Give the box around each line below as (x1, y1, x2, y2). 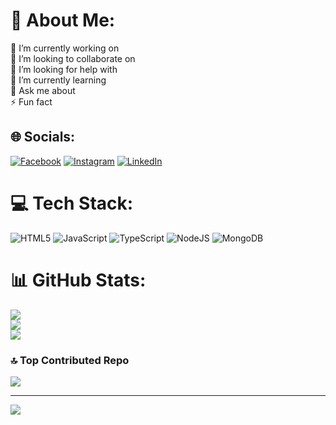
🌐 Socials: (10, 129, 76, 146)
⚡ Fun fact (10, 95, 53, 108)
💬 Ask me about (10, 84, 76, 96)
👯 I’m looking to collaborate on (10, 52, 136, 64)
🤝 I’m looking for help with (10, 63, 118, 75)
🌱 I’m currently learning (10, 74, 107, 86)
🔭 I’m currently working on (10, 42, 120, 54)
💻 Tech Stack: (10, 192, 134, 214)
